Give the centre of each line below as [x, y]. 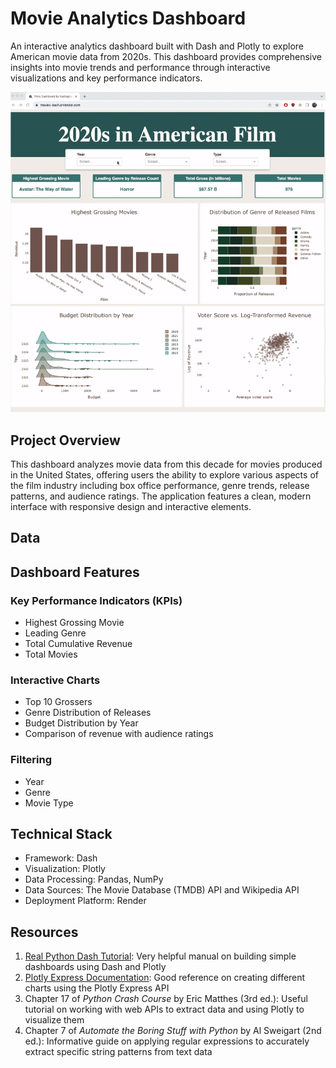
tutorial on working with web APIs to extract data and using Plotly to [164, 1009]
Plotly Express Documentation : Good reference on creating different [165, 978]
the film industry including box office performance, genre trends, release [160, 485]
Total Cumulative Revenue [78, 644]
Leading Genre [55, 633]
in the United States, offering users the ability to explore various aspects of [164, 474]
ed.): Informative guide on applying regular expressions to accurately [167, 1041]
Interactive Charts [55, 680]
